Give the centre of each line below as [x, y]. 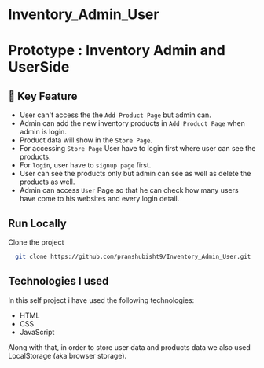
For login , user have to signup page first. [85, 165]
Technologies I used [59, 281]
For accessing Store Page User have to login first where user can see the [137, 149]
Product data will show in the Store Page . [86, 140]
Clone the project [36, 242]
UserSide [39, 67]
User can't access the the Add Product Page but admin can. [115, 115]
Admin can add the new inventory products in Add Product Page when [132, 123]
